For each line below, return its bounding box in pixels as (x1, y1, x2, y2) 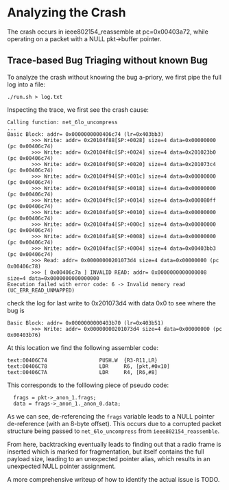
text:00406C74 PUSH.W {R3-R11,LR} (7, 357, 158, 364)
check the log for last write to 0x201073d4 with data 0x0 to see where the (7, 299, 216, 307)
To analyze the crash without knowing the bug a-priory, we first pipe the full (7, 73, 221, 81)
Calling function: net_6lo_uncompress (7, 119, 118, 126)
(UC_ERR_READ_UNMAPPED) (7, 287, 75, 294)
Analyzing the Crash (7, 5, 126, 21)
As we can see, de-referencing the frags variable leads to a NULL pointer (7, 412, 215, 420)
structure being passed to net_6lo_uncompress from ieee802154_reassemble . (7, 427, 220, 435)
